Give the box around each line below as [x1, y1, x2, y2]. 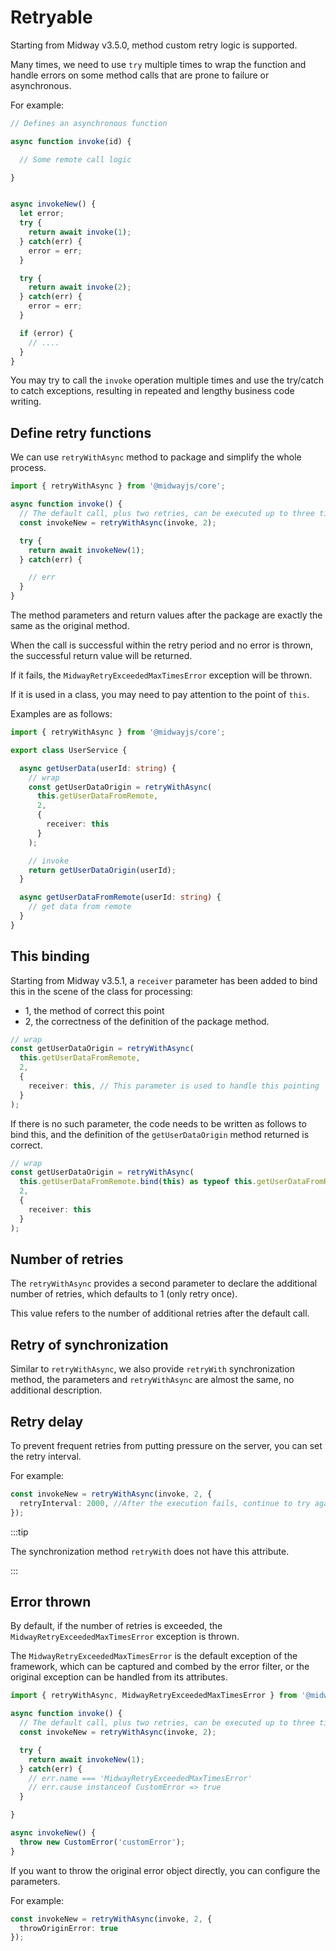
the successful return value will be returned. [10, 650, 193, 661]
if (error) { [19, 328, 74, 338]
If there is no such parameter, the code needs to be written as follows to [10, 1117, 307, 1130]
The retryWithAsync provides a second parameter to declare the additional [10, 1277, 318, 1290]
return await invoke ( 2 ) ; [28, 282, 132, 293]
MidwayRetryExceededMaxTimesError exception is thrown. [10, 1631, 240, 1643]
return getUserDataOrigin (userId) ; [28, 865, 177, 875]
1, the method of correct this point [24, 1004, 165, 1016]
